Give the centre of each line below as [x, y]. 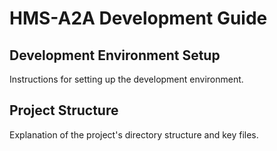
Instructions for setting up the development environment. [126, 79]
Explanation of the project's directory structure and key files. [134, 134]
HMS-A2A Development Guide [138, 18]
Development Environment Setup [115, 55]
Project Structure [64, 110]
